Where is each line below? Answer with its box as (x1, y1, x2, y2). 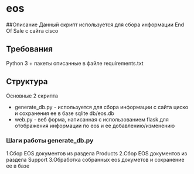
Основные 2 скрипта (6, 92, 59, 99)
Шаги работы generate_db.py (6, 137, 94, 145)
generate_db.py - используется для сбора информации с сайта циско (14, 103, 189, 110)
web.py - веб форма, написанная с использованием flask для (14, 116, 169, 123)
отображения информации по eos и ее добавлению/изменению (14, 122, 175, 129)
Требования (6, 44, 53, 54)
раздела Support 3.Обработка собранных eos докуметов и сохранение (6, 156, 185, 163)
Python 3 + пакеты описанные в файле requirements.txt (6, 60, 144, 67)
